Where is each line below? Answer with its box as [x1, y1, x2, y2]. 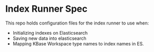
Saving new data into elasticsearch [12, 35, 87, 41]
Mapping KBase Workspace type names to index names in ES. [12, 40, 144, 46]
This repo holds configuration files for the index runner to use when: [5, 20, 149, 26]
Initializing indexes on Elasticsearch [12, 30, 88, 36]
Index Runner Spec [5, 3, 88, 15]
